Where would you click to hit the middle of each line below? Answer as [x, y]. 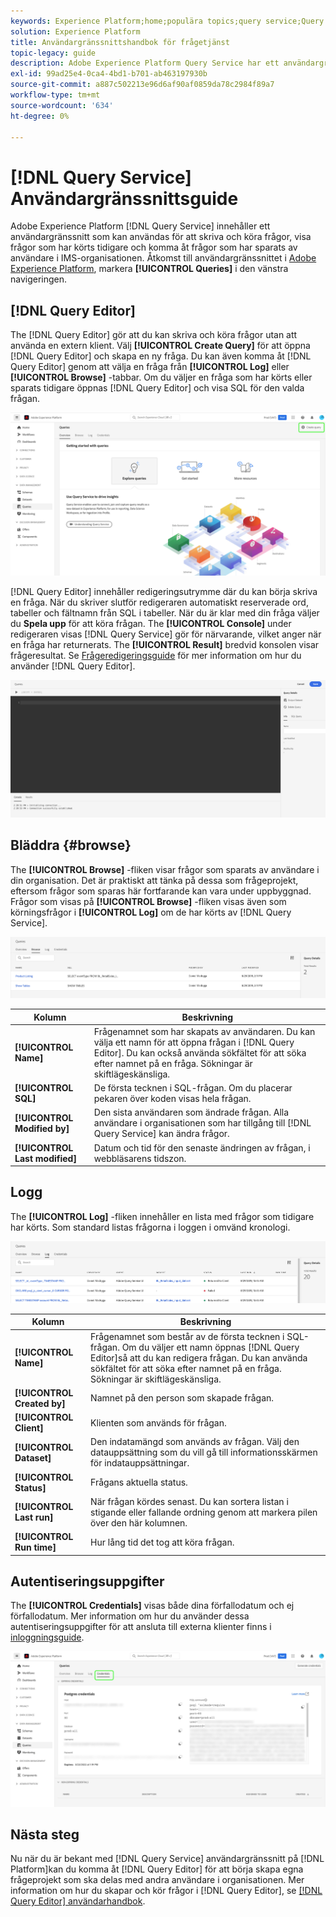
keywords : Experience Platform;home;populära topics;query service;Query [167, 21]
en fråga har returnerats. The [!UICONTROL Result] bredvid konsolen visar [165, 644]
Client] [29, 1428]
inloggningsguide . [47, 1637]
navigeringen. [39, 279]
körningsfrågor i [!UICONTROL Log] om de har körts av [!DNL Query [151, 912]
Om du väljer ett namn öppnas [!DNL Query [210, 1347]
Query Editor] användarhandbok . [78, 1901]
